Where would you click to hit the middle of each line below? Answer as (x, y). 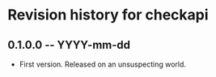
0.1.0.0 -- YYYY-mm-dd (69, 45)
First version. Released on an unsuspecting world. (103, 64)
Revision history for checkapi (108, 15)
